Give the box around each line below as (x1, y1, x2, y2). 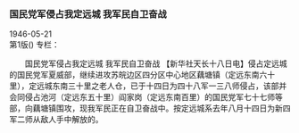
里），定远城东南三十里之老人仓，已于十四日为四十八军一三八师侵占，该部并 (9, 80, 287, 91)
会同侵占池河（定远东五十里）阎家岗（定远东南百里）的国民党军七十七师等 (9, 92, 283, 103)
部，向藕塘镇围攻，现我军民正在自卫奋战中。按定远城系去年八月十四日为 (9, 103, 275, 113)
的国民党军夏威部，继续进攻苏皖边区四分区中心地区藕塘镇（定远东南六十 (9, 70, 275, 80)
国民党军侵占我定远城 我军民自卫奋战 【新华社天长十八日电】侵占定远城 (24, 58, 287, 69)
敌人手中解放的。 (39, 114, 104, 125)
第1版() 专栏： (9, 39, 60, 50)
